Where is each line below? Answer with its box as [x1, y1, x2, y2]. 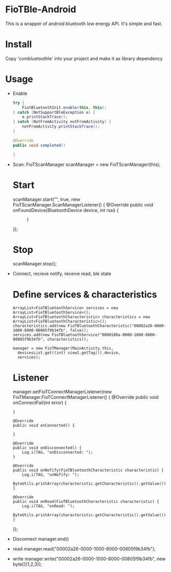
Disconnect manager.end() [12, 536, 69, 542]
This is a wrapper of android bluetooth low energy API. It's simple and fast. [5, 20, 162, 27]
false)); [69, 328, 89, 333]
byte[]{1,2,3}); [12, 561, 42, 567]
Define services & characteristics [12, 288, 157, 300]
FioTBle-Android [5, 4, 77, 15]
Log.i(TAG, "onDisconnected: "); [22, 450, 93, 455]
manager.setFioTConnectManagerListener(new [12, 389, 112, 395]
